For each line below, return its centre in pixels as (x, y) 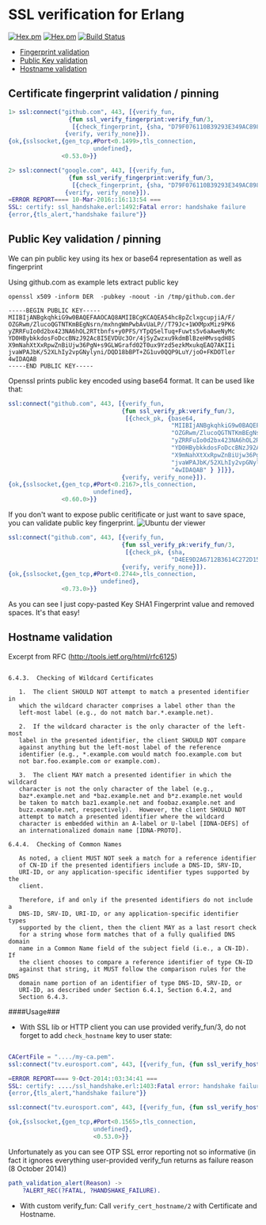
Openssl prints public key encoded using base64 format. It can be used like (131, 380)
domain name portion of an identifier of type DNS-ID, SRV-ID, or (131, 983)
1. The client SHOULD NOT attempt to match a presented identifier (134, 692)
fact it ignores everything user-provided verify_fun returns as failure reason (131, 1160)
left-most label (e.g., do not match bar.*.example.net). (116, 712)
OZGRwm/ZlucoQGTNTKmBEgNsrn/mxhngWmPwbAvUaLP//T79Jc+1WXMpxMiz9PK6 (122, 324)
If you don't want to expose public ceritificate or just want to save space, (127, 515)
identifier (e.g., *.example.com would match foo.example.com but (131, 754)
